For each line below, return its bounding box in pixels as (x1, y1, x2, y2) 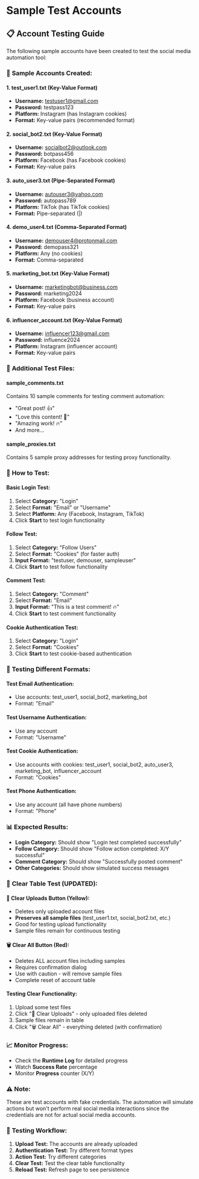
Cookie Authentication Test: (6, 623, 78, 631)
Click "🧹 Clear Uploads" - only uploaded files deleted (14, 1010, 148, 1017)
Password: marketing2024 (14, 289, 83, 297)
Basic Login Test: (6, 484, 50, 491)
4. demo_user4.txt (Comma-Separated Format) (6, 223, 127, 231)
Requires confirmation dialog (14, 963, 87, 971)
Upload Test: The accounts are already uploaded (14, 1140, 137, 1148)
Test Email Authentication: (6, 680, 74, 687)
